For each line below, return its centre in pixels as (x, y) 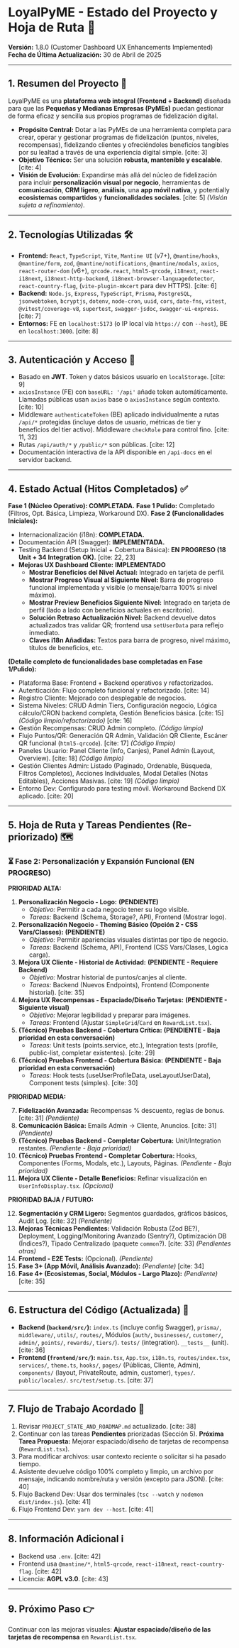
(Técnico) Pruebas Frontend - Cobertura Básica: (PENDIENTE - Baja (120, 1060)
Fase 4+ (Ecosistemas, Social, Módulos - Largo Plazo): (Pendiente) (118, 1273)
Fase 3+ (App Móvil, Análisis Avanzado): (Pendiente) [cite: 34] (111, 1266)
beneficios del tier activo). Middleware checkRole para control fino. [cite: (123, 429)
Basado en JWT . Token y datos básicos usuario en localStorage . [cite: (122, 377)
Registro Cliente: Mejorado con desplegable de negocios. (102, 698)
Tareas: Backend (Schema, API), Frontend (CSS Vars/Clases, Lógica (128, 947)
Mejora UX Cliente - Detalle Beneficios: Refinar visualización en (113, 1178)
